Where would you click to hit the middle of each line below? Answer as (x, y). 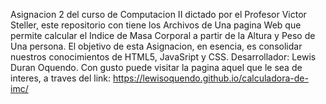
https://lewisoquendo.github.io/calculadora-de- (211, 78)
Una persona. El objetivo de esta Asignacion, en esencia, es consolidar (156, 46)
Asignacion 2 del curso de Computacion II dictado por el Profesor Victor (158, 14)
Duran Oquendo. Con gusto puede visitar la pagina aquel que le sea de (156, 67)
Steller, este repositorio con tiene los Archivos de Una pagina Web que (156, 25)
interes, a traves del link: (61, 78)
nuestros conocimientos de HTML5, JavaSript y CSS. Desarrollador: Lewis (163, 57)
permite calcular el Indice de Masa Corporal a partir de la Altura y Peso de (163, 35)
